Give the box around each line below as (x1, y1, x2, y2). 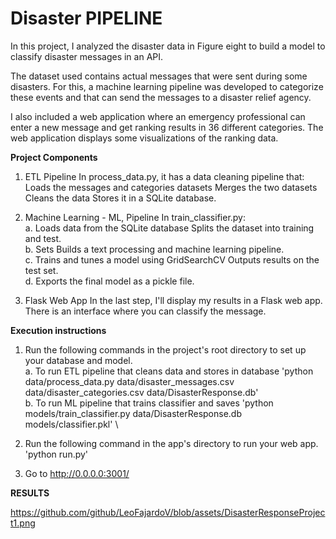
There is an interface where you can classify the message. (24, 305, 267, 317)
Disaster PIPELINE (10, 7, 163, 30)
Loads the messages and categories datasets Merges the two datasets (24, 181, 318, 193)
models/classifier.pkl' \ (24, 418, 119, 430)
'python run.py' (24, 448, 89, 460)
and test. (24, 232, 62, 244)
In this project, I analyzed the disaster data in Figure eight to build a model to (10, 40, 326, 52)
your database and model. (24, 354, 133, 366)
